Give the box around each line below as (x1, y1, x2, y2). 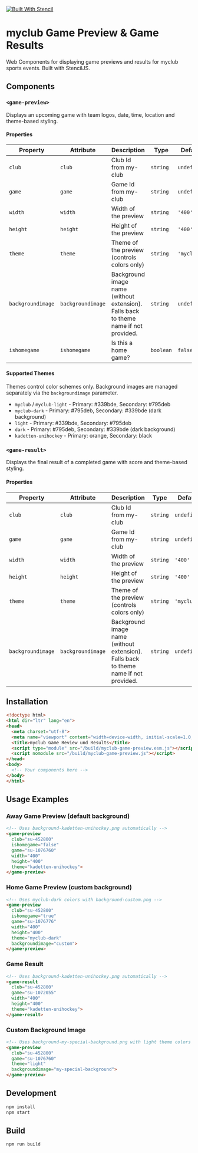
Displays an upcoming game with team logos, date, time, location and (6, 111, 175, 118)
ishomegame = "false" (11, 842, 60, 848)
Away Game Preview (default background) (6, 812, 130, 820)
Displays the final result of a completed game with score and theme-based (6, 459, 187, 466)
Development (6, 1088, 57, 1098)
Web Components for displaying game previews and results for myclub (6, 58, 179, 65)
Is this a (111, 339, 133, 347)
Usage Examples (6, 794, 69, 804)
